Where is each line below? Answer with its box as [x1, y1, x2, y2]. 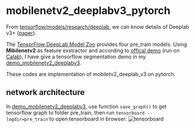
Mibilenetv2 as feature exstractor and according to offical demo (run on [6, 47, 180, 54]
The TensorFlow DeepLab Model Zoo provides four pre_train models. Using [6, 41, 187, 48]
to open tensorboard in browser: [49, 115, 127, 122]
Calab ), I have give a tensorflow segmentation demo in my [6, 53, 146, 60]
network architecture [6, 87, 85, 97]
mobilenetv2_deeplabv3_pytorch [6, 4, 171, 17]
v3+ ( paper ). [6, 29, 37, 36]
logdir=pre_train [6, 116, 48, 122]
